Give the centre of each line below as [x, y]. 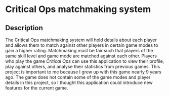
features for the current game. [37, 88]
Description [24, 28]
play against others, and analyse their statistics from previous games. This [83, 67]
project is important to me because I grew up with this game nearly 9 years [83, 72]
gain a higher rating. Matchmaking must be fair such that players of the [79, 51]
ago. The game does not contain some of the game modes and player [78, 77]
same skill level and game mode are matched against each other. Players [81, 56]
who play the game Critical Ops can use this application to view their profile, [85, 61]
